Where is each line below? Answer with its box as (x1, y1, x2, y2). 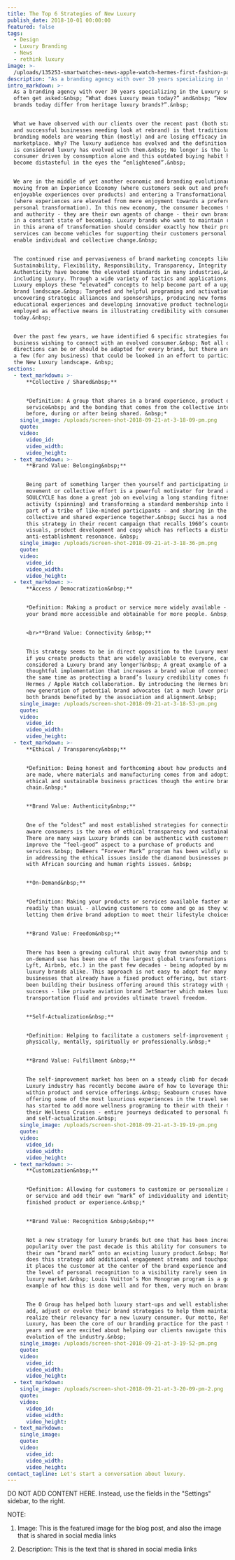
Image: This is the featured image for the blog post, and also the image (17, 1524, 222, 1533)
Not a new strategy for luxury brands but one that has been (25, 1236, 208, 1243)
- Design (13, 36, 39, 43)
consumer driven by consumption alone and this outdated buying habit (13, 153, 224, 160)
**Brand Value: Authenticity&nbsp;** (25, 803, 136, 810)
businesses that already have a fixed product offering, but (25, 975, 208, 982)
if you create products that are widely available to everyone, (25, 654, 218, 662)
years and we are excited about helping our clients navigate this (25, 1327, 227, 1334)
